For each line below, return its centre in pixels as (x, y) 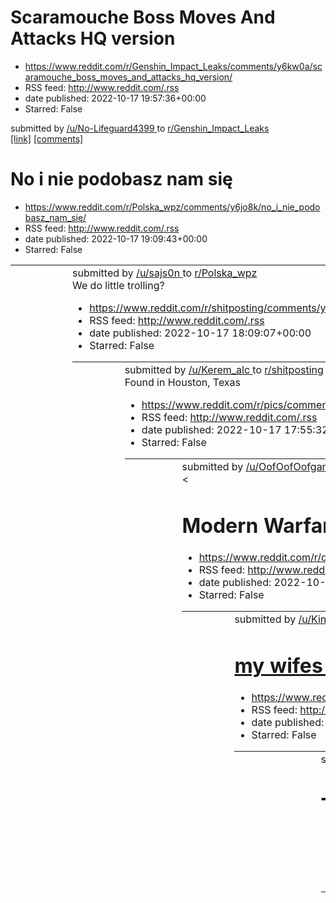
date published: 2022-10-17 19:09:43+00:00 (116, 238)
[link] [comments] (47, 138)
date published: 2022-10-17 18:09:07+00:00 (200, 333)
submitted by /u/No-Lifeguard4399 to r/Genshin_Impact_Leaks (140, 128)
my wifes (278, 665)
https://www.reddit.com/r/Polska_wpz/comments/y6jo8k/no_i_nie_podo (172, 207)
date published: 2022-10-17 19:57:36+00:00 (115, 98)
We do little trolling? (118, 285)
